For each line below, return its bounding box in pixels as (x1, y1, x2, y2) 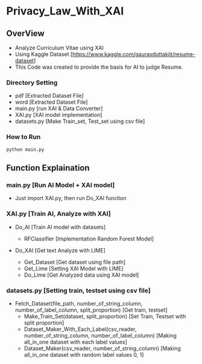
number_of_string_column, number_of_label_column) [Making (24, 331, 177, 339)
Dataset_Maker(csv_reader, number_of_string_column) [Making (24, 345, 181, 352)
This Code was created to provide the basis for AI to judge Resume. (14, 63, 183, 71)
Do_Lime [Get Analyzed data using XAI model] (24, 271, 139, 278)
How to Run (6, 133, 41, 141)
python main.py (6, 146, 45, 152)
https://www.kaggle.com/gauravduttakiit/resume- (72, 51, 196, 58)
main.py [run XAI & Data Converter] (14, 105, 103, 112)
